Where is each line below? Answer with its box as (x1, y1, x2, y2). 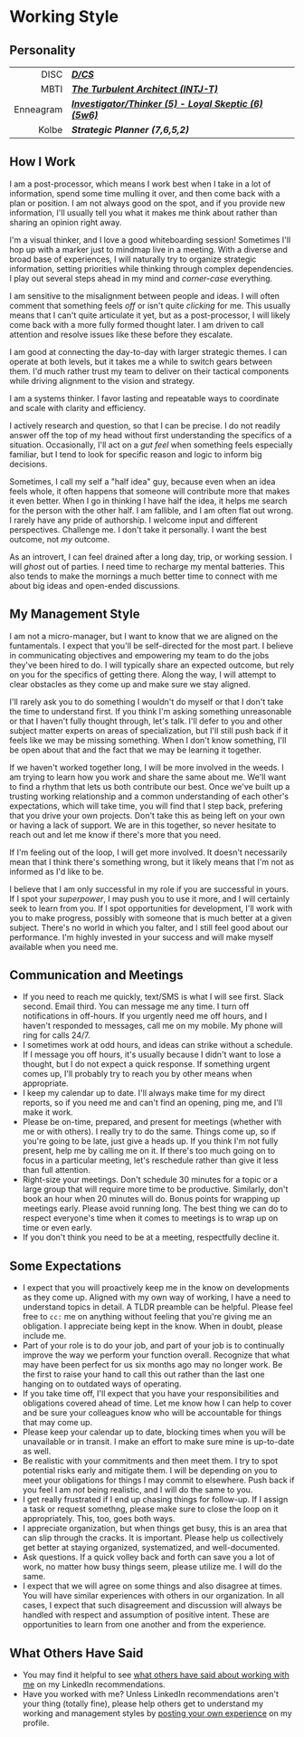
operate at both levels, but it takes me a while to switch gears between (9, 356, 273, 367)
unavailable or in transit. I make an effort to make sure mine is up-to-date (22, 1436, 295, 1447)
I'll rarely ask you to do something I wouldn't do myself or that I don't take (9, 696, 284, 707)
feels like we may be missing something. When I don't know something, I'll (9, 734, 287, 745)
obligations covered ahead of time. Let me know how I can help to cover (22, 1397, 292, 1409)
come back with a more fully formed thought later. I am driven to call (9, 319, 264, 330)
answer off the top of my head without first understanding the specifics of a (9, 429, 292, 440)
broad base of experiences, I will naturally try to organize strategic (9, 254, 257, 264)
